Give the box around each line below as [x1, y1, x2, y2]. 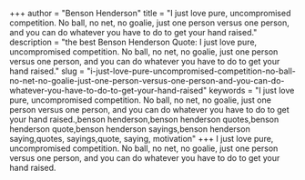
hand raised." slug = [9, 65, 85, 76]
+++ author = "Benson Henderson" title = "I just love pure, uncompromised [9, 8, 291, 18]
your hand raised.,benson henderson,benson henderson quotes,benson [9, 114, 280, 125]
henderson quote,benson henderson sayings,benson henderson [9, 124, 250, 135]
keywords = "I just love [208, 85, 295, 95]
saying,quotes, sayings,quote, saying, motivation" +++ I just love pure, [9, 134, 274, 144]
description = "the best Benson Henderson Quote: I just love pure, [9, 36, 258, 47]
